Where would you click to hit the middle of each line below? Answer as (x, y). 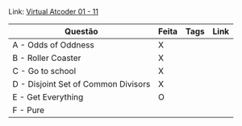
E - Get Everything (48, 97)
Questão (81, 31)
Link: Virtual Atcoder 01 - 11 (54, 12)
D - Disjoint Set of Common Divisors (81, 84)
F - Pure (29, 110)
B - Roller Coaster (47, 58)
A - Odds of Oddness (53, 45)
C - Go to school (44, 71)
